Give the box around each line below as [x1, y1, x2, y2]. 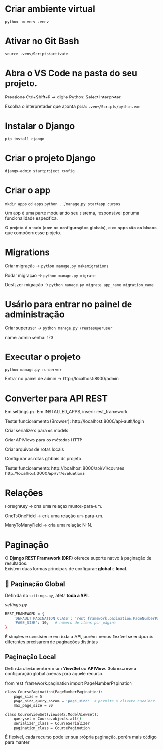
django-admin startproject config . [5, 168, 79, 173]
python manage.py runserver [5, 367, 62, 372]
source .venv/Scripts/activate [5, 51, 68, 56]
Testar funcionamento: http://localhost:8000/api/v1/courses [5, 465, 125, 471]
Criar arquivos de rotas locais [5, 446, 64, 452]
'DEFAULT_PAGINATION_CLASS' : [14, 616, 73, 620]
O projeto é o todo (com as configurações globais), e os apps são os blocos [5, 225, 157, 230]
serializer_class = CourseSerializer [14, 721, 90, 726]
